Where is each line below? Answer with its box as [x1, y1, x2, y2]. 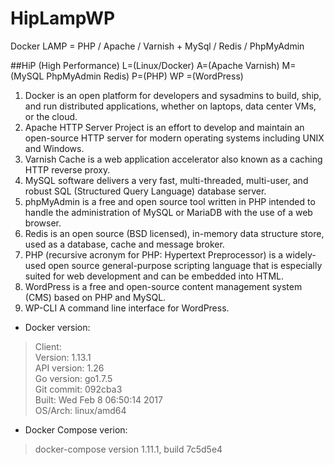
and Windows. [24, 142, 85, 154]
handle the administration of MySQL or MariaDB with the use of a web [24, 206, 313, 218]
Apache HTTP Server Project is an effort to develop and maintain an [24, 121, 305, 133]
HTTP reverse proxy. [24, 163, 111, 176]
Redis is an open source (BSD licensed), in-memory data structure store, [24, 227, 325, 239]
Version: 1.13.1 [34, 351, 92, 363]
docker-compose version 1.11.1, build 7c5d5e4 [34, 443, 223, 455]
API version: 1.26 [34, 362, 105, 374]
